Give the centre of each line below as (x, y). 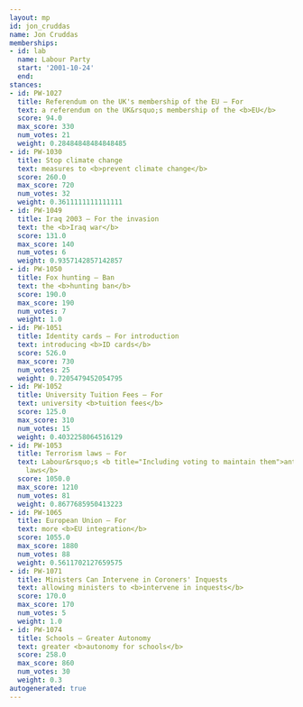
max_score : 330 (46, 127)
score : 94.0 (40, 118)
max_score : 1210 (48, 487)
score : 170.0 (42, 596)
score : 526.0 (42, 353)
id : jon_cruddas (40, 26)
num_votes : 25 (44, 370)
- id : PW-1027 (36, 93)
